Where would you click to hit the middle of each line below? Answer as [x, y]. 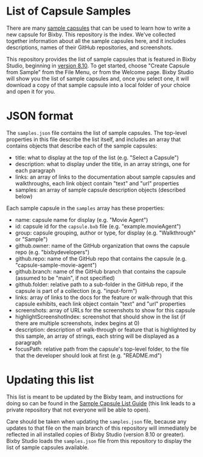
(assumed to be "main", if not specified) [65, 278]
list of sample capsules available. [48, 447]
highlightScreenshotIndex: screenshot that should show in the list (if [100, 317]
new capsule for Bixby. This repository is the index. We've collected [91, 34]
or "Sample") [31, 239]
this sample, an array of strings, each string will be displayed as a [97, 336]
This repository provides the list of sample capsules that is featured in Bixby [101, 59]
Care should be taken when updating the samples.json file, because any [96, 421]
